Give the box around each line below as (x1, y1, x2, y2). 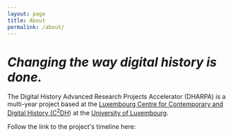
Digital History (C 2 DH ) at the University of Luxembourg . (7, 108, 169, 117)
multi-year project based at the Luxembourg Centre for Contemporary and (7, 100, 224, 108)
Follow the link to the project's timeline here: (7, 122, 136, 131)
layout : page (7, 10, 46, 18)
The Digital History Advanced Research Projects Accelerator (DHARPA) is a (7, 93, 226, 101)
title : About (7, 17, 46, 24)
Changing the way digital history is (7, 54, 217, 70)
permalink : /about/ (7, 23, 65, 30)
